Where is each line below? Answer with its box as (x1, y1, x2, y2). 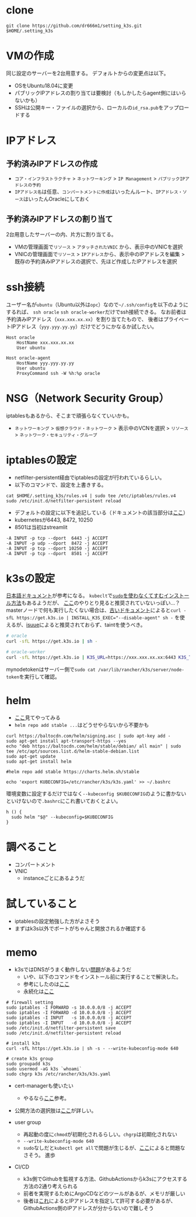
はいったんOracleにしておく (23, 195, 90, 202)
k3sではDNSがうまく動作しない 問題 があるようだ (14, 966, 132, 973)
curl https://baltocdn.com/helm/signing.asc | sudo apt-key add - (6, 733, 171, 739)
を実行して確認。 (19, 673, 60, 680)
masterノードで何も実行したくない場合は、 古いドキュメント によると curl (6, 606, 181, 614)
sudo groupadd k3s (6, 1061, 51, 1067)
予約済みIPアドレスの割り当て (6, 214, 113, 224)
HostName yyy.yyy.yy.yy (16, 360, 75, 366)
